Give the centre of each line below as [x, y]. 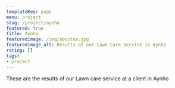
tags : [13, 56]
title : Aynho [22, 34]
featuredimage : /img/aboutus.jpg [48, 39]
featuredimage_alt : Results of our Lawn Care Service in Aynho [86, 45]
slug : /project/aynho [33, 23]
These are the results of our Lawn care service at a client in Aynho [87, 78]
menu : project [24, 17]
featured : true [25, 28]
